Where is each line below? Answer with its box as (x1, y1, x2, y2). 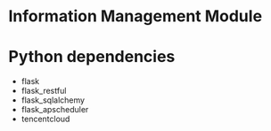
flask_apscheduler (21, 104, 89, 115)
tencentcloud (21, 113, 70, 125)
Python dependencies (8, 47, 176, 67)
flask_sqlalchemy (21, 95, 86, 105)
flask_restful (21, 86, 67, 96)
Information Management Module (8, 6, 263, 27)
